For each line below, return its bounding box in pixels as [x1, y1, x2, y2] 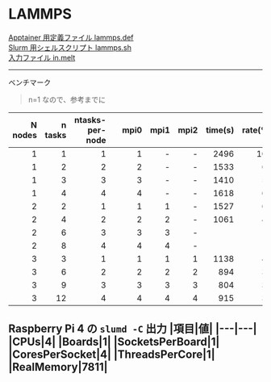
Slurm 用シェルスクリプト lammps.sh [8, 42, 131, 52]
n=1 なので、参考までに [27, 94, 106, 104]
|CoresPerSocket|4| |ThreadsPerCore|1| [8, 348, 215, 362]
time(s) [205, 124, 235, 136]
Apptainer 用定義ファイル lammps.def [8, 32, 134, 42]
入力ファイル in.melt [8, 52, 76, 62]
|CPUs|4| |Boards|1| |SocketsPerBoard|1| [8, 335, 220, 349]
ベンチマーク [8, 78, 51, 87]
